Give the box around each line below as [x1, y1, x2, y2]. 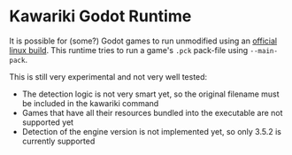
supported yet [21, 117, 73, 128]
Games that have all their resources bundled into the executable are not [21, 107, 283, 118]
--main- [250, 46, 279, 55]
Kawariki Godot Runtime [9, 6, 192, 27]
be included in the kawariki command [21, 97, 159, 108]
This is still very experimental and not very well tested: [9, 71, 208, 81]
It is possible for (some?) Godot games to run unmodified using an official [9, 35, 277, 46]
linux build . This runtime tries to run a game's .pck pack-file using [9, 44, 249, 55]
